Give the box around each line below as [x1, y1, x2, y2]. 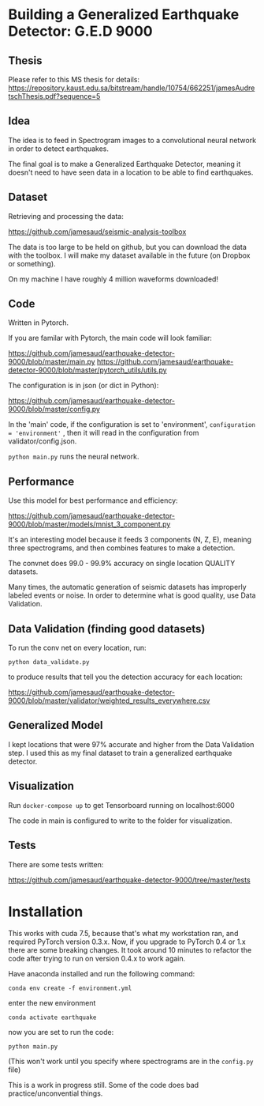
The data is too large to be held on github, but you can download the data [8, 242, 247, 251]
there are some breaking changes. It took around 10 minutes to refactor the [8, 946, 252, 955]
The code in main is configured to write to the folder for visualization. [8, 816, 232, 825]
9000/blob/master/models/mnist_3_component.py [8, 519, 171, 529]
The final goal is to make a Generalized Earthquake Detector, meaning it [8, 159, 241, 168]
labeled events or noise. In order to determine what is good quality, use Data [8, 591, 256, 600]
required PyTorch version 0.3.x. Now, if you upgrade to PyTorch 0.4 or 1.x [8, 937, 246, 946]
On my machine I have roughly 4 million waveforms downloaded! [8, 274, 219, 284]
